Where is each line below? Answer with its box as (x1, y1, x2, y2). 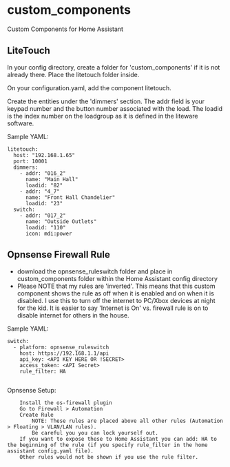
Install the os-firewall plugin (19, 399, 112, 406)
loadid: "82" (25, 182, 63, 189)
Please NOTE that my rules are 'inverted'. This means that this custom (17, 282, 216, 290)
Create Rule (19, 411, 54, 418)
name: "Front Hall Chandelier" (25, 194, 116, 201)
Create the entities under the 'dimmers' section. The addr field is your (7, 97, 205, 105)
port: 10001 (13, 158, 48, 165)
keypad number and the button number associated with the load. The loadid (7, 104, 222, 112)
